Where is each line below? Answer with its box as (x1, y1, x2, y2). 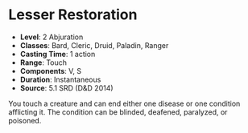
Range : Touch (19, 58, 67, 67)
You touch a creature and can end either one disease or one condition (8, 99, 241, 108)
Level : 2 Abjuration (19, 32, 84, 42)
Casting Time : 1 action (19, 49, 96, 58)
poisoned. (8, 115, 42, 125)
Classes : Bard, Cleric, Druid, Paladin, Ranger (19, 40, 169, 50)
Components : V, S (19, 66, 82, 75)
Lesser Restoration (8, 6, 138, 24)
